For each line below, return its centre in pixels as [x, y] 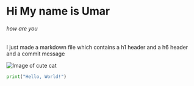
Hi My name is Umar [58, 11]
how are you [22, 28]
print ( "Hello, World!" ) [37, 77]
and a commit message [36, 54]
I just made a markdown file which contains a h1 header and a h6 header [97, 48]
